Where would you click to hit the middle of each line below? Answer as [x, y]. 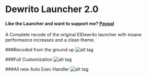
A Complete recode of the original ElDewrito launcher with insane [73, 35]
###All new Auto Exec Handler [37, 69]
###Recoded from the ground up [40, 50]
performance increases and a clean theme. [50, 40]
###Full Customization [29, 59]
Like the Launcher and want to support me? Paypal [60, 23]
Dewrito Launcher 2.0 [52, 9]
